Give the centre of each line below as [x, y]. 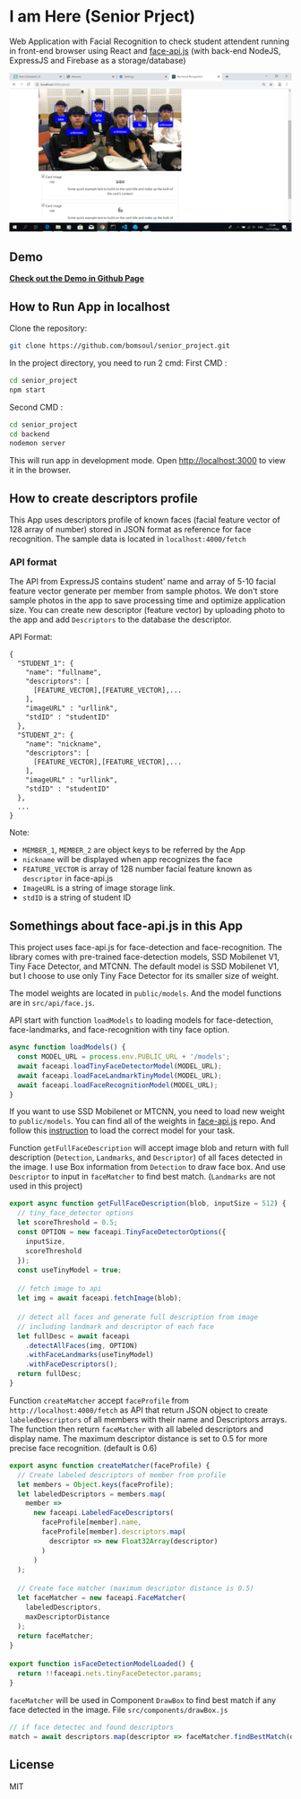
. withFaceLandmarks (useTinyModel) [90, 1355]
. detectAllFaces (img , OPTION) [82, 1345]
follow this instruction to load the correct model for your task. [122, 1130]
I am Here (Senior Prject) [102, 17]
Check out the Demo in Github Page [77, 279]
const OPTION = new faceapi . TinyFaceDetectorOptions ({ [122, 1232]
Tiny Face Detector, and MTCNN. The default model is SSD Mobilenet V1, [144, 966]
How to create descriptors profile [104, 498]
